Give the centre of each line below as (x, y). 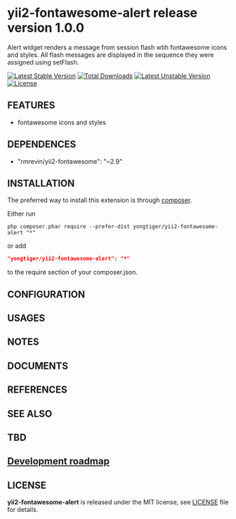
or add (17, 246)
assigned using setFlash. (43, 62)
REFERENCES (38, 390)
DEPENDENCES (42, 144)
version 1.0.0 (46, 28)
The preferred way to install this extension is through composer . (100, 200)
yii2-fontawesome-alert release (103, 13)
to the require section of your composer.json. (73, 272)
